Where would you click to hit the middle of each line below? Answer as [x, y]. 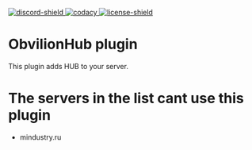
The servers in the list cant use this [126, 98]
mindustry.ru [40, 137]
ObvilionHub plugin [73, 44]
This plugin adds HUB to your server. [69, 66]
